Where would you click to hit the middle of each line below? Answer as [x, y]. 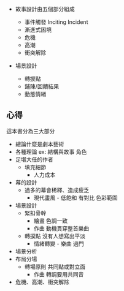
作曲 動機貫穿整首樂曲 [61, 228]
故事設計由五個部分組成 [45, 9]
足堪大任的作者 [34, 159]
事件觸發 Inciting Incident [56, 22]
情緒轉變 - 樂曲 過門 [59, 243]
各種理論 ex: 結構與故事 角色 [51, 151]
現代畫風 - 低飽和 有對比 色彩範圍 [76, 197]
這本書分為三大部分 [31, 131]
